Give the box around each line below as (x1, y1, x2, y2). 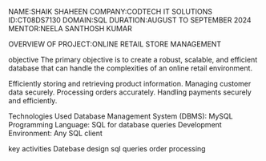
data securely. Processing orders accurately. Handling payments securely (8, 87, 252, 97)
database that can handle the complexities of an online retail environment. (8, 63, 253, 73)
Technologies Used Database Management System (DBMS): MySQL (8, 111, 234, 121)
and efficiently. (8, 96, 58, 105)
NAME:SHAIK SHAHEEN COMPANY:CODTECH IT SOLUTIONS (8, 7, 212, 16)
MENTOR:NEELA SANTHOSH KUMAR (8, 24, 132, 33)
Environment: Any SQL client (8, 128, 103, 138)
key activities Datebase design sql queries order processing (8, 144, 206, 153)
